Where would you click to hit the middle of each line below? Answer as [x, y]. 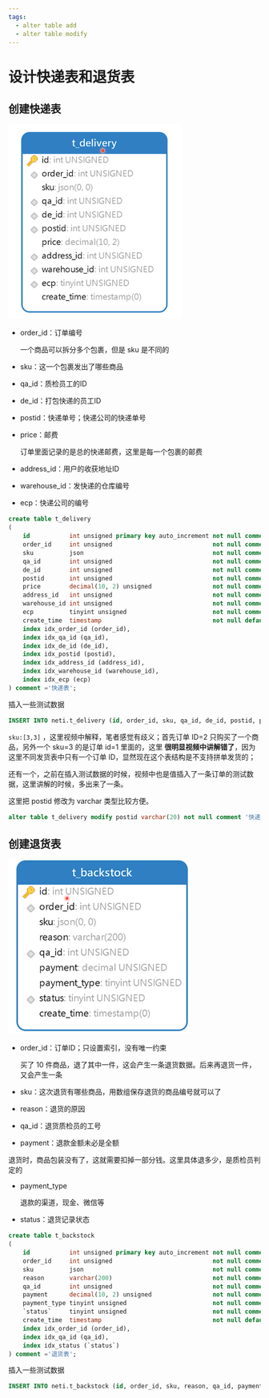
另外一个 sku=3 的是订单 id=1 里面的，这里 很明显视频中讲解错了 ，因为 [139, 747]
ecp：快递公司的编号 [54, 503]
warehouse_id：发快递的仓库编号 [74, 486]
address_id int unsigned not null [132, 595]
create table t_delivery [50, 519]
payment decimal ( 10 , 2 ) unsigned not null [132, 1295]
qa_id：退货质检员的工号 [60, 1126]
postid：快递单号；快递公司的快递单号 [83, 418]
